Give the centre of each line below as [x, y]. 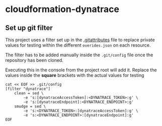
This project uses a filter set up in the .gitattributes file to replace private [80, 40]
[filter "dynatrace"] [28, 89]
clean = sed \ [29, 93]
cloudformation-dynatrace [62, 9]
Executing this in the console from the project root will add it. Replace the [81, 70]
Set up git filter [29, 28]
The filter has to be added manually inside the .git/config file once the [79, 55]
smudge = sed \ [30, 106]
